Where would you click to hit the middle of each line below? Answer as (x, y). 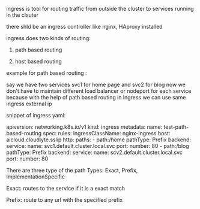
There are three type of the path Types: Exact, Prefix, (72, 170)
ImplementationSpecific (35, 177)
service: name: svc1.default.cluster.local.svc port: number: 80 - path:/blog (98, 146)
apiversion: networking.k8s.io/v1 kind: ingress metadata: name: (84, 127)
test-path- (176, 127)
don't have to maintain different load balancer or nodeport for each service (99, 91)
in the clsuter (23, 15)
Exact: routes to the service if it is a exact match (65, 188)
